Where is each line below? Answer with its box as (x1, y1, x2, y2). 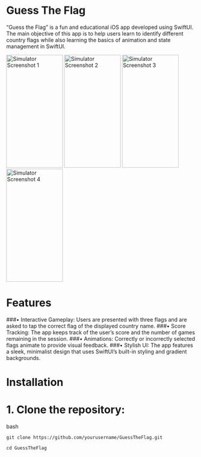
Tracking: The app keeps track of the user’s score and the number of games (6, 329, 196, 336)
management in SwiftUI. (6, 43, 66, 50)
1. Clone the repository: (6, 403, 125, 417)
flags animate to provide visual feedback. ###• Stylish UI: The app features (6, 341, 194, 349)
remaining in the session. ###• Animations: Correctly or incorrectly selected (6, 335, 196, 342)
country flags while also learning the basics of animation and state (6, 36, 171, 43)
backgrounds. (6, 354, 41, 361)
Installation (6, 376, 64, 389)
